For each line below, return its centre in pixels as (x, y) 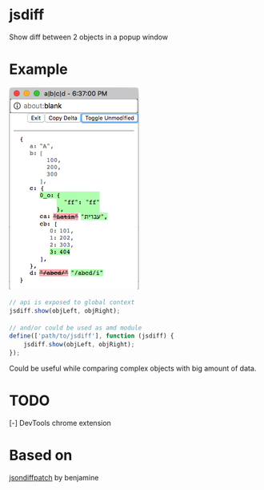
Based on (41, 456)
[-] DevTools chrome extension (60, 423)
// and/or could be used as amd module (76, 328)
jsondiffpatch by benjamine (54, 477)
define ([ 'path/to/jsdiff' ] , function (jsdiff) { (92, 336)
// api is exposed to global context (72, 302)
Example (38, 69)
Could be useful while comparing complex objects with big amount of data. (133, 368)
